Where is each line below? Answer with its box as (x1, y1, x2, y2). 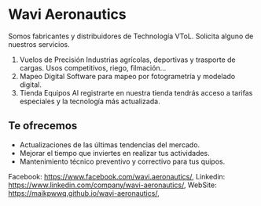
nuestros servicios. (8, 39, 70, 49)
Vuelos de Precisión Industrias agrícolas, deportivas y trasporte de (19, 55, 236, 64)
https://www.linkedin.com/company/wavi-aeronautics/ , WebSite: (8, 180, 218, 190)
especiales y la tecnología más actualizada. (19, 96, 160, 106)
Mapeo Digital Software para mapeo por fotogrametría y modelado (19, 71, 236, 81)
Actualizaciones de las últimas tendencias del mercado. (19, 139, 200, 150)
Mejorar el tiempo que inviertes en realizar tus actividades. (19, 148, 210, 157)
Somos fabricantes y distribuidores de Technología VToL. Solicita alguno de (8, 31, 254, 41)
